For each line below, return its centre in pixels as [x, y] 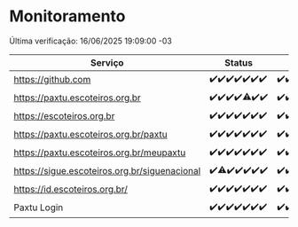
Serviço [107, 62]
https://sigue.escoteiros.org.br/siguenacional [107, 171]
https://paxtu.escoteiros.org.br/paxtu [91, 135]
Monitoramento [67, 16]
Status [239, 62]
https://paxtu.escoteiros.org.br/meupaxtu [100, 153]
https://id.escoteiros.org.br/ [71, 190]
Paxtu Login [39, 207]
